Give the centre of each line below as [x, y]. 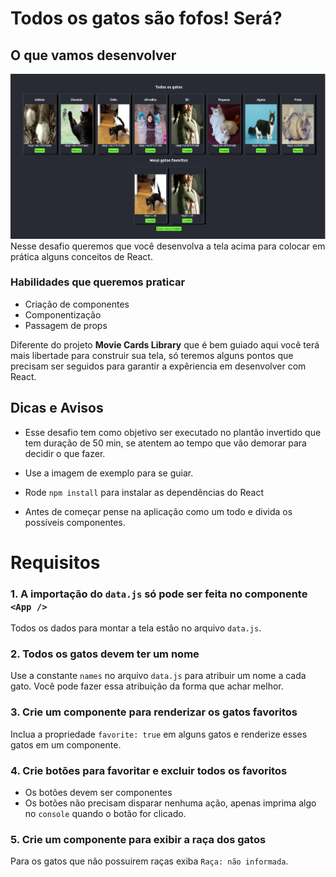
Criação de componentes [77, 304]
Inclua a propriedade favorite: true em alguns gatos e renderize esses [159, 734]
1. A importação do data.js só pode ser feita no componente [159, 594]
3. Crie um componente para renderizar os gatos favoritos [154, 712]
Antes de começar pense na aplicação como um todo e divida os [158, 511]
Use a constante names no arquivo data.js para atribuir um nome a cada [158, 676]
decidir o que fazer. [65, 453]
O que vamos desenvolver [93, 55]
